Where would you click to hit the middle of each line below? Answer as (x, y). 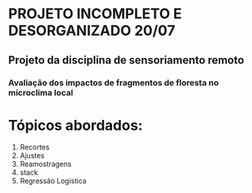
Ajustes (32, 156)
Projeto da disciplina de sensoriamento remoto (126, 60)
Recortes (35, 147)
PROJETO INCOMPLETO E (95, 14)
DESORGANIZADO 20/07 (92, 31)
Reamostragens (45, 164)
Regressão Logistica (53, 181)
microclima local (41, 92)
